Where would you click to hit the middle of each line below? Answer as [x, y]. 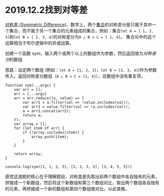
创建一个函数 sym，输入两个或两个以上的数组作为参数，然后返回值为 [74, 53]
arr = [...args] [31, 94]
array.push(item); [50, 137]
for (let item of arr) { [39, 128]
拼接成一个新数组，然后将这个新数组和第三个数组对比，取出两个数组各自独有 [82, 182]
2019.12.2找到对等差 [47, 10]
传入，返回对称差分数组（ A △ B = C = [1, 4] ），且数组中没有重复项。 [75, 76]
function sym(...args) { [30, 85]
